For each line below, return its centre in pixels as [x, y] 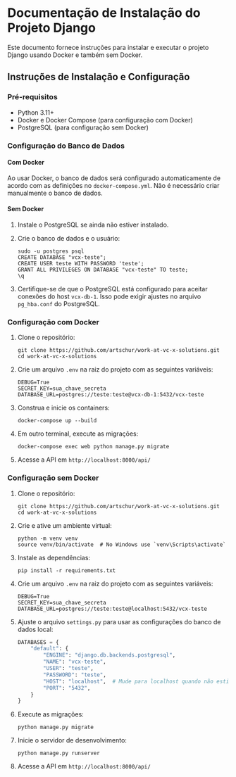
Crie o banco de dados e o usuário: [69, 238]
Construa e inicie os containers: [64, 408]
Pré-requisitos [32, 97]
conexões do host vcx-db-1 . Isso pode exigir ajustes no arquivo [109, 296]
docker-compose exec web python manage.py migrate [93, 447]
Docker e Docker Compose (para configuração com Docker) [105, 120]
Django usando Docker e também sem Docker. [75, 55]
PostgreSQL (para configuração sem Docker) [83, 127]
